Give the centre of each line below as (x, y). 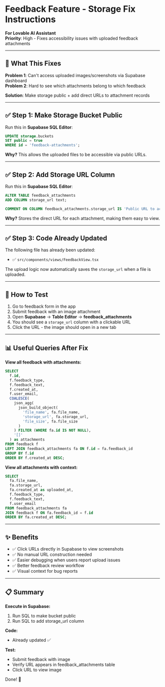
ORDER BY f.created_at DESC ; (35, 458)
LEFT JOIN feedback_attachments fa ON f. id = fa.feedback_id (69, 449)
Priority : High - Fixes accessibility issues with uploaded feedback (72, 38)
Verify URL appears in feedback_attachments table (64, 664)
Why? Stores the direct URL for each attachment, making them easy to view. (82, 218)
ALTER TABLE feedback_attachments (41, 195)
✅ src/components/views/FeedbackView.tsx (55, 260)
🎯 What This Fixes (33, 64)
